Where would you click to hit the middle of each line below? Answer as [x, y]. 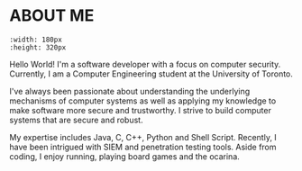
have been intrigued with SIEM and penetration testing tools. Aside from [143, 147]
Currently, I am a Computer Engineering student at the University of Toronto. [151, 74]
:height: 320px [38, 47]
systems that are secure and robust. [76, 120]
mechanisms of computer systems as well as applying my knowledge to [143, 101]
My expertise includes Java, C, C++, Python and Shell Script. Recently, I [143, 137]
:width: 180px [36, 40]
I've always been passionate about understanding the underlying [130, 91]
